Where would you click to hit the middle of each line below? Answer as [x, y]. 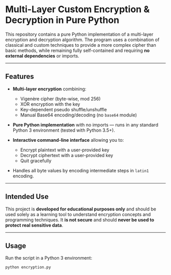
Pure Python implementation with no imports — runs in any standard [85, 125]
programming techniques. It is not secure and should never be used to [80, 220]
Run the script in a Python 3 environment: [49, 258]
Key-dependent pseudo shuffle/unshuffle [63, 109]
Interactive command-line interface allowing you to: [68, 140]
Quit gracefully [36, 161]
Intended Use [27, 197]
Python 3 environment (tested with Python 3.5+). [64, 130]
